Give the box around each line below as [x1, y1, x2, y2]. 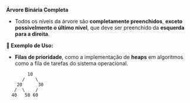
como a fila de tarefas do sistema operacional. [14, 60, 129, 67]
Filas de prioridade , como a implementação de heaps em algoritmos [14, 54, 183, 60]
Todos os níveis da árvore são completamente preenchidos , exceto [14, 18, 183, 24]
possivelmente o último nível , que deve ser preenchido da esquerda [14, 24, 185, 31]
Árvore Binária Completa [6, 7, 69, 13]
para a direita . [14, 30, 50, 38]
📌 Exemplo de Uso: [6, 42, 53, 49]
